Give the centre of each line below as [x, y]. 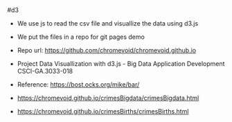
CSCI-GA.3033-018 [45, 71]
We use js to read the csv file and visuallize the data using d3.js [108, 23]
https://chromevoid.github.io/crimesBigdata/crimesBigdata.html [108, 98]
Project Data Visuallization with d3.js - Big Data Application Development [121, 64]
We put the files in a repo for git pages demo [81, 37]
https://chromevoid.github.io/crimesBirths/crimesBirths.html [103, 111]
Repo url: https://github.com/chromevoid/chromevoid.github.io [106, 50]
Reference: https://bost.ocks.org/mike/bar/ [78, 85]
